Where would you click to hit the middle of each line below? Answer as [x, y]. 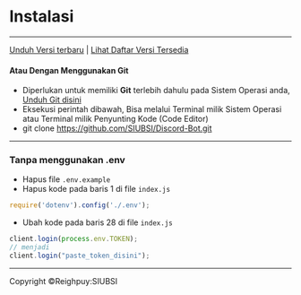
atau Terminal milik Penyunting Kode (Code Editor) [115, 119]
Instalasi [42, 17]
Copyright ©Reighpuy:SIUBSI [64, 281]
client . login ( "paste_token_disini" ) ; [80, 256]
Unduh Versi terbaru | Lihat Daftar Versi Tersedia [99, 49]
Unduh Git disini [52, 100]
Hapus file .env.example [66, 179]
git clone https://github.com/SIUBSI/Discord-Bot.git [117, 128]
